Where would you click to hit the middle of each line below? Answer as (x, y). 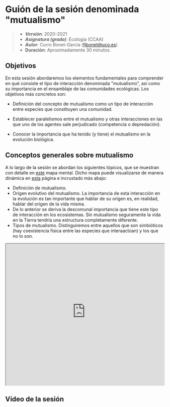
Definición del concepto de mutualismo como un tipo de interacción (83, 104)
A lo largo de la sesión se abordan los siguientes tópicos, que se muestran (82, 167)
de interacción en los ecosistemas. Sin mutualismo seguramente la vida (87, 215)
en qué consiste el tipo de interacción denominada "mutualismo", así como (83, 83)
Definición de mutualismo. (39, 188)
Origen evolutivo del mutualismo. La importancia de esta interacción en (86, 193)
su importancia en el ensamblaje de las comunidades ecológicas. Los (77, 89)
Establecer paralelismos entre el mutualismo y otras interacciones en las (87, 119)
